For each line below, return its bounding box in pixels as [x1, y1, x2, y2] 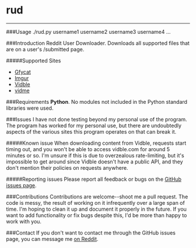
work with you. [6, 218, 42, 225]
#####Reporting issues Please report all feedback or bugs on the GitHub [6, 176, 182, 183]
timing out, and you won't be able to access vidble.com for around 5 [6, 145, 170, 152]
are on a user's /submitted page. [6, 46, 85, 53]
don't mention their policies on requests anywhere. [6, 164, 128, 171]
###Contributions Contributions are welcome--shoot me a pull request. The [6, 193, 188, 200]
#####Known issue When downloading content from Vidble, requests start [6, 139, 187, 146]
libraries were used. [6, 104, 54, 111]
